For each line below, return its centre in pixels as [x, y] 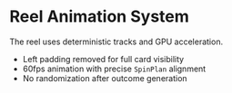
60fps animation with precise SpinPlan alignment [114, 69]
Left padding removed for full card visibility [103, 59]
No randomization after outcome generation [105, 78]
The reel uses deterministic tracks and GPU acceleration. [116, 42]
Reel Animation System [99, 17]
